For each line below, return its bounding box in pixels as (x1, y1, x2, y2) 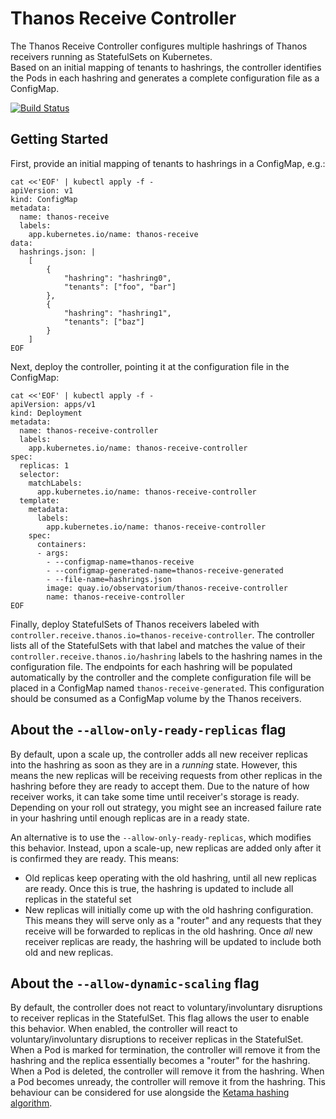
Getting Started (10, 131, 109, 148)
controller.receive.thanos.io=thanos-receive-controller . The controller (10, 628, 315, 641)
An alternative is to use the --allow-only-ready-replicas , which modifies (10, 831, 312, 843)
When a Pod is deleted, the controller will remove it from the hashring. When (10, 1065, 325, 1077)
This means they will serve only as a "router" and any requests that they (24, 914, 322, 926)
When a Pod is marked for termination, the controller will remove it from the (10, 1044, 321, 1056)
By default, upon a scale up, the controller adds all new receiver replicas (10, 748, 308, 760)
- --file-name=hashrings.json (46, 574, 172, 584)
